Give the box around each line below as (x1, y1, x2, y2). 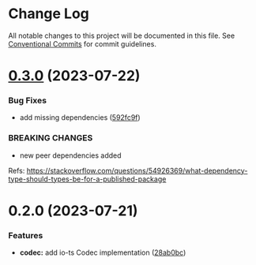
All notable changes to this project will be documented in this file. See (8, 31, 235, 40)
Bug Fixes (8, 95, 47, 106)
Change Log (8, 5, 89, 23)
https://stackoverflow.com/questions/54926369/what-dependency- (26, 166, 248, 175)
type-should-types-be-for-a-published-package (8, 174, 167, 184)
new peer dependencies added (19, 151, 122, 160)
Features (8, 230, 43, 241)
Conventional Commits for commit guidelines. (8, 39, 156, 48)
